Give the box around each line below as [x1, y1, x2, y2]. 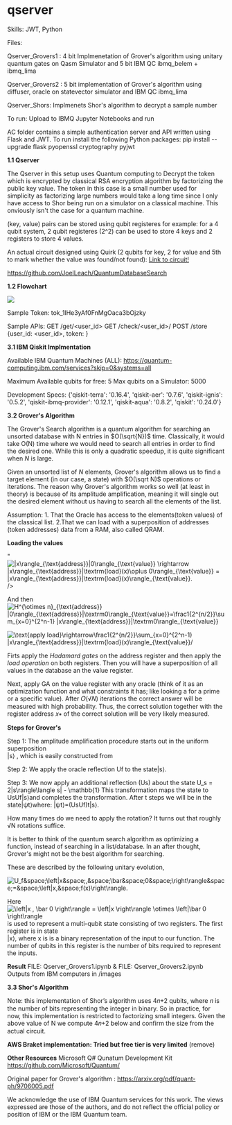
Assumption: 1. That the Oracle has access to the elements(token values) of [7, 510, 223, 519]
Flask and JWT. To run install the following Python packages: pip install [7, 135, 211, 144]
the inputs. [7, 949, 38, 957]
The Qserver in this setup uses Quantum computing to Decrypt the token [7, 169, 215, 178]
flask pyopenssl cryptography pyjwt [33, 142, 135, 151]
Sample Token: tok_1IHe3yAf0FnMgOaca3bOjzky [7, 308, 147, 317]
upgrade [7, 142, 32, 151]
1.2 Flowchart [7, 282, 47, 290]
